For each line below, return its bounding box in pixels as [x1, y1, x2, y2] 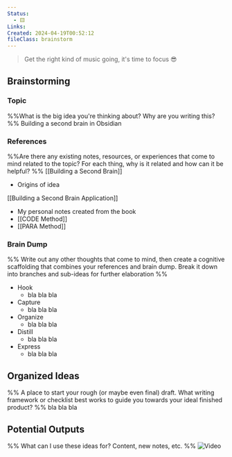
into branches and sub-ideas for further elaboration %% [7, 270, 168, 279]
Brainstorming [7, 75, 71, 87]
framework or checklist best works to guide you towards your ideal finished [7, 396, 223, 404]
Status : [7, 10, 30, 17]
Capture [17, 298, 41, 306]
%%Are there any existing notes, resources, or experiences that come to [7, 152, 215, 160]
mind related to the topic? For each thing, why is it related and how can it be [7, 160, 224, 168]
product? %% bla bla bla [7, 404, 78, 412]
